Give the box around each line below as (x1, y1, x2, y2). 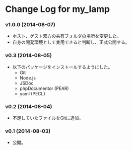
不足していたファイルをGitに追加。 (12, 115, 83, 121)
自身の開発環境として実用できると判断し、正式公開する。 (12, 39, 130, 45)
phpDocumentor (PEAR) (19, 85, 69, 91)
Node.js (19, 75, 36, 80)
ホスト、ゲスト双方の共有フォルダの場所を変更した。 (12, 33, 122, 39)
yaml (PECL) (19, 90, 46, 96)
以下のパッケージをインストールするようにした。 (12, 64, 113, 70)
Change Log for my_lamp (5, 3, 110, 15)
